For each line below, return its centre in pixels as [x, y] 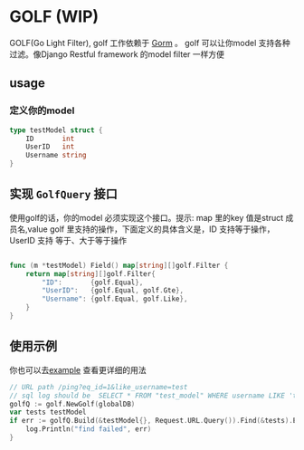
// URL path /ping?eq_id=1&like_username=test [99, 387]
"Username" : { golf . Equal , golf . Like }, [115, 299]
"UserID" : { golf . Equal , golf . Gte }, [113, 291]
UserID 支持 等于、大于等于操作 [68, 240]
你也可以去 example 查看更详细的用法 [78, 369]
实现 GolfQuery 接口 [63, 194]
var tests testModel [48, 412]
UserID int [50, 147]
